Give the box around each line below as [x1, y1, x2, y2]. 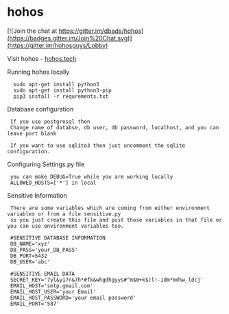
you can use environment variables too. [7, 222, 125, 229]
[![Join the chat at [7, 27, 58, 35]
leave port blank [7, 130, 57, 137]
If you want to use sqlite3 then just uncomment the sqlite [10, 142, 186, 149]
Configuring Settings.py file [7, 160, 85, 168]
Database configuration [7, 105, 74, 113]
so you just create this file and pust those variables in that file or [10, 216, 223, 223]
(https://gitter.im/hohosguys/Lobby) [7, 41, 108, 49]
